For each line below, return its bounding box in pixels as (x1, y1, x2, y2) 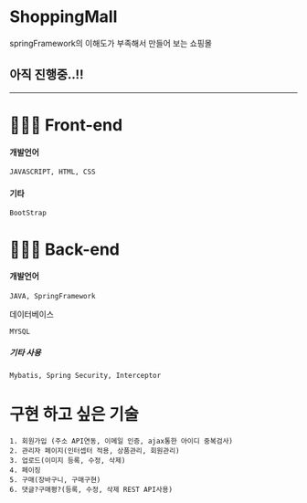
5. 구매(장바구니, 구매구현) (9, 475, 101, 485)
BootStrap (9, 208, 48, 218)
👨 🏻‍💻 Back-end (9, 239, 121, 259)
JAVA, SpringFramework (9, 291, 96, 300)
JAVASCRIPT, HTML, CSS (9, 167, 96, 177)
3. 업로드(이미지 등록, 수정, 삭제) (9, 456, 126, 465)
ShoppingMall (9, 6, 118, 27)
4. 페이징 (9, 466, 41, 475)
